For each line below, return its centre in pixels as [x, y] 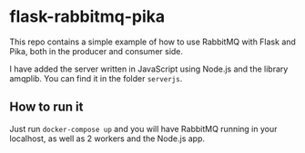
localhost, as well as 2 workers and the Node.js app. [107, 139]
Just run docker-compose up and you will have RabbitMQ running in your [143, 129]
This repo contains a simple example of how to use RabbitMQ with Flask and [152, 42]
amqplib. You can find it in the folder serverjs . [96, 78]
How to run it [46, 107]
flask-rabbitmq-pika [87, 17]
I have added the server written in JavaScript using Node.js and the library [149, 69]
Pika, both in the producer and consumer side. [97, 51]
